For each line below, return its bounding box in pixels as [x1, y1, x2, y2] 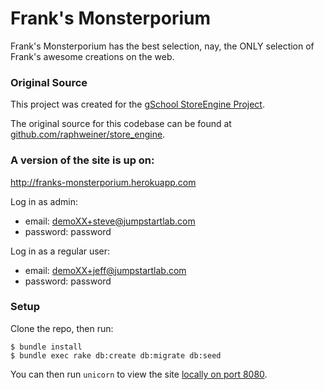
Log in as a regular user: [10, 245, 111, 257]
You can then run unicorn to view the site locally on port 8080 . [10, 368, 268, 380]
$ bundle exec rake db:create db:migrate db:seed [10, 350, 222, 361]
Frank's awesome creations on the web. [10, 50, 175, 62]
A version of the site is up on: [10, 153, 155, 167]
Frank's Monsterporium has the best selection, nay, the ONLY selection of [10, 40, 315, 52]
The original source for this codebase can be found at [10, 118, 232, 130]
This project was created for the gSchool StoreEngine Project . [10, 98, 265, 111]
